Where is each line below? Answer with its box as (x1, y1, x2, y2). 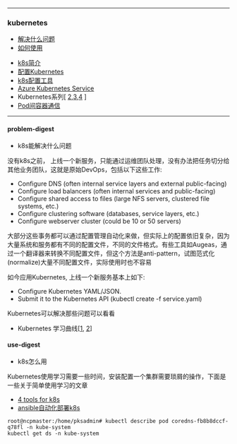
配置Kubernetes (17, 68, 64, 76)
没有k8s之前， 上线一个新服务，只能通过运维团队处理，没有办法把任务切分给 (7, 156, 230, 164)
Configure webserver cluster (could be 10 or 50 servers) (17, 217, 181, 225)
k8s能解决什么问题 (17, 141, 72, 150)
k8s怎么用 (17, 357, 47, 366)
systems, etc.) (17, 202, 59, 210)
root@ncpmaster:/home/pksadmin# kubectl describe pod (7, 417, 169, 424)
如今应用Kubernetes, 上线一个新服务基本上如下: (7, 272, 145, 281)
